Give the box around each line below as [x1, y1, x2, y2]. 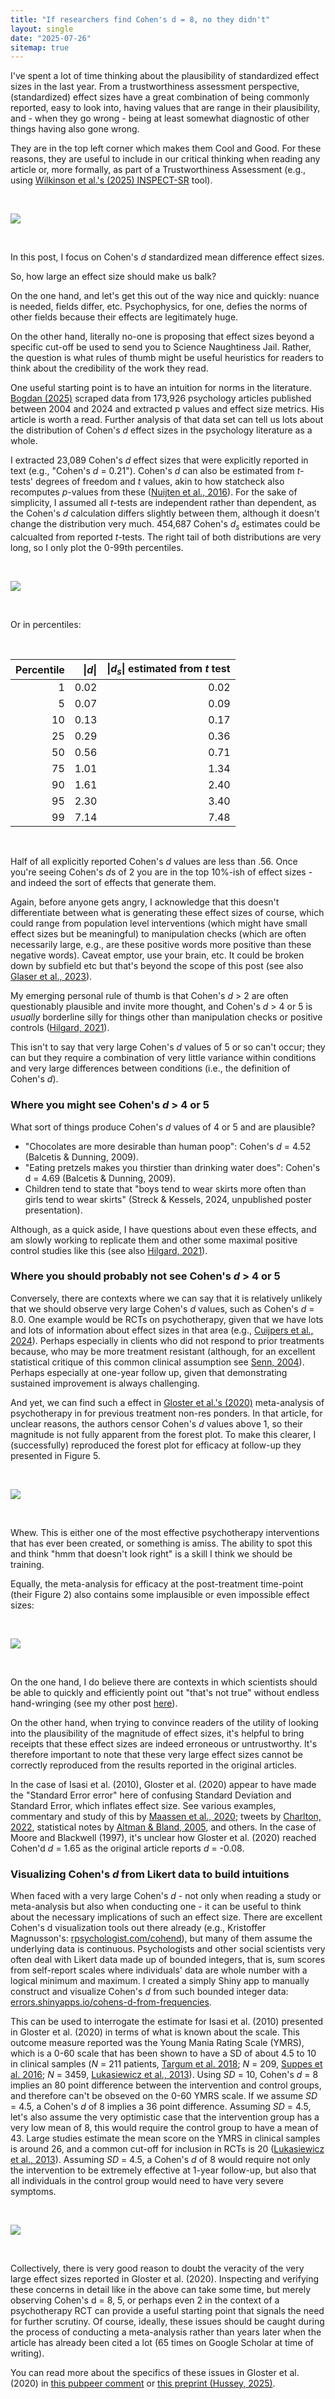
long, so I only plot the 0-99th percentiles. [10, 542, 184, 554]
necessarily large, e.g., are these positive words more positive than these [10, 939, 312, 951]
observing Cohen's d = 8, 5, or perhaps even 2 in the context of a [10, 2294, 280, 2306]
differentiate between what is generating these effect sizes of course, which [10, 907, 325, 919]
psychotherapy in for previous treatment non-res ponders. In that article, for [10, 1407, 323, 1419]
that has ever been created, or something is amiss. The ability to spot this [10, 1537, 313, 1549]
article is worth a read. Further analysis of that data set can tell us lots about [10, 414, 324, 426]
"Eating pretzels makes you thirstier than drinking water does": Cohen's [24, 1161, 321, 1173]
